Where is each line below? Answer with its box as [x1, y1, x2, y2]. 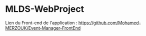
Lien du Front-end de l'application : [5, 20, 77, 26]
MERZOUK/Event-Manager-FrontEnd [5, 25, 81, 31]
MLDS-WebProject [5, 3, 84, 15]
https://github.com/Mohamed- [78, 20, 141, 26]
